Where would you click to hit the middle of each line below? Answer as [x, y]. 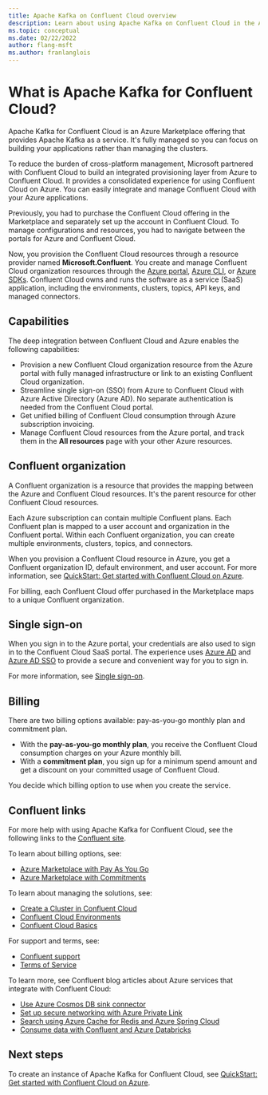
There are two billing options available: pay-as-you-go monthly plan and [127, 721]
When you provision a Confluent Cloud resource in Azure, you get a [119, 559]
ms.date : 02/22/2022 [43, 38]
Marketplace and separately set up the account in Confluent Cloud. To [124, 221]
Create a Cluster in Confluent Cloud [78, 908]
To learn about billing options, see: [65, 854]
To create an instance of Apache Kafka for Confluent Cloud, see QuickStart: [133, 1073]
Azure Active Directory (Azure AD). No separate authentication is [126, 398]
